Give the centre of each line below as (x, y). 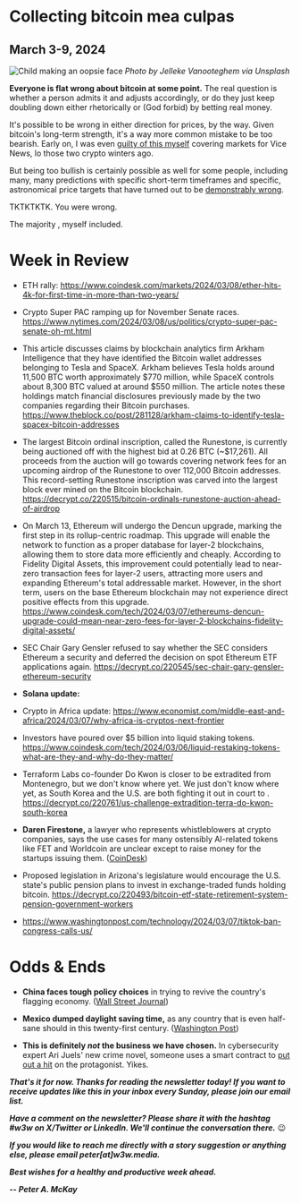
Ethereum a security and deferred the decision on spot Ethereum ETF (150, 657)
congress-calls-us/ (57, 930)
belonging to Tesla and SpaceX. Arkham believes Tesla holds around (148, 367)
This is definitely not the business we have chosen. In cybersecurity (150, 1045)
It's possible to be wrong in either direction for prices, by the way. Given (142, 124)
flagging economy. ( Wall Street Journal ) (96, 1001)
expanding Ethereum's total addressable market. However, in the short (152, 583)
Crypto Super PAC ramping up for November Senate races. (130, 311)
